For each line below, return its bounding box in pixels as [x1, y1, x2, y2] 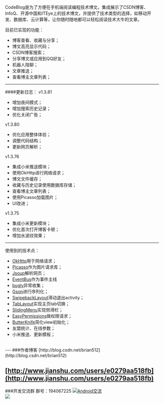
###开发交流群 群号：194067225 [5, 388, 72, 394]
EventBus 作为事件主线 [12, 276, 57, 282]
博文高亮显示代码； [12, 44, 51, 49]
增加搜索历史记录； [12, 106, 51, 111]
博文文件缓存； [12, 176, 42, 182]
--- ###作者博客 [5, 347, 38, 353]
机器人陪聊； [12, 62, 38, 68]
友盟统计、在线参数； [12, 325, 55, 331]
